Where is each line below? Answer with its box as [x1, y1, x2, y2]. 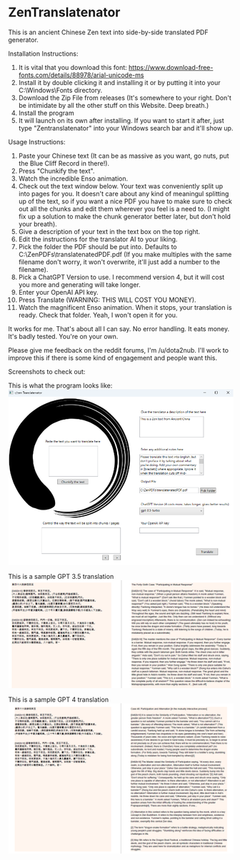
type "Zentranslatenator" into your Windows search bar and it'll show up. [18, 123, 234, 132]
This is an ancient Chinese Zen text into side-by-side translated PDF [8, 28, 209, 36]
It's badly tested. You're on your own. [8, 332, 119, 340]
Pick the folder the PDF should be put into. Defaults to [18, 242, 177, 251]
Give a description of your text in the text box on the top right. [18, 227, 201, 236]
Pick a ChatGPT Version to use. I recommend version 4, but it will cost [18, 273, 225, 281]
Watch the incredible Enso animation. [18, 174, 128, 183]
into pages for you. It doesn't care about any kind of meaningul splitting [18, 189, 229, 198]
